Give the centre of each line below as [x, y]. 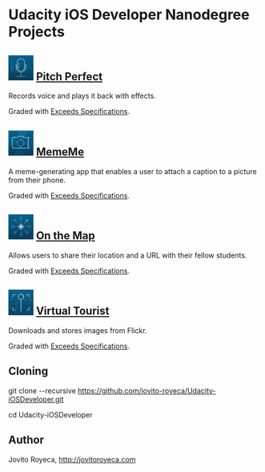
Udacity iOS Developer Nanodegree [129, 15]
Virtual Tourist [72, 311]
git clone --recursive [42, 390]
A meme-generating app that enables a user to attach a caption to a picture [133, 171]
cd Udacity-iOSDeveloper [50, 414]
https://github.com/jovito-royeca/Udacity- [147, 390]
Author [26, 440]
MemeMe [60, 152]
